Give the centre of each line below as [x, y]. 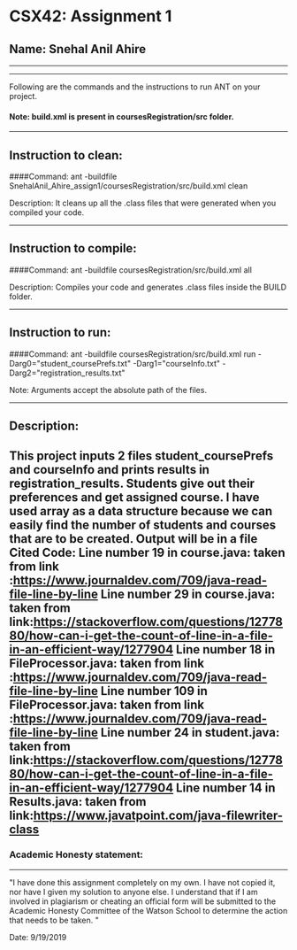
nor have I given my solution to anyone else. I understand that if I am [133, 892]
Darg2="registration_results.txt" [67, 373]
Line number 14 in [225, 788]
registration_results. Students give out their [132, 484]
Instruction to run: [60, 332]
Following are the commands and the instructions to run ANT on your [135, 87]
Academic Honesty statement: [76, 854]
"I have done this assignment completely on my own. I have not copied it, [142, 882]
